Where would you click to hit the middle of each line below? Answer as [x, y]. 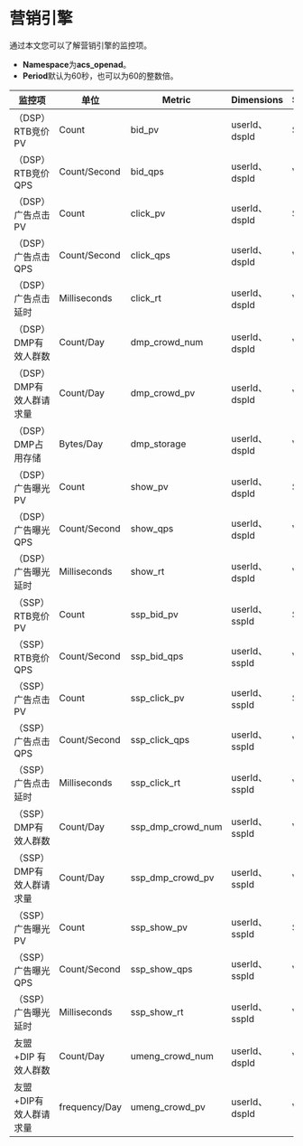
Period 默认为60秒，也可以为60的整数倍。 [100, 75]
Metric [176, 99]
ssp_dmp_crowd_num [176, 826]
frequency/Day [91, 1106]
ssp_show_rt [157, 1011]
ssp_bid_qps [157, 656]
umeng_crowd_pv [168, 1106]
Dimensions [257, 99]
